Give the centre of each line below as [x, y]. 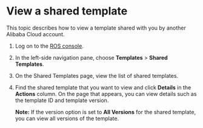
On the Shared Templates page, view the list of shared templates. [97, 75]
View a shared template [67, 11]
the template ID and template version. [62, 100]
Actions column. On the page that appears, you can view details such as [106, 94]
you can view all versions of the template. [67, 118]
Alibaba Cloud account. [35, 34]
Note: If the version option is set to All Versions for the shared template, [105, 112]
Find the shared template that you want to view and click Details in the [103, 87]
